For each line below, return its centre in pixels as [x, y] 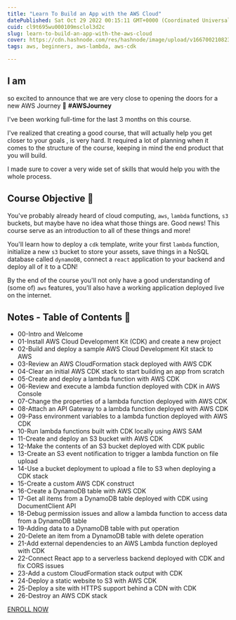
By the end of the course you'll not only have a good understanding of [109, 280]
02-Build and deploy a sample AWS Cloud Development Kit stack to [115, 349]
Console [29, 394]
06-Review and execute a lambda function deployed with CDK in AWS [119, 386]
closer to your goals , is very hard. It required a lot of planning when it [108, 140]
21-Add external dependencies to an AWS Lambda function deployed [117, 543]
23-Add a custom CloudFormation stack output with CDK [100, 574]
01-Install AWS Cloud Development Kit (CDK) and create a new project [119, 341]
